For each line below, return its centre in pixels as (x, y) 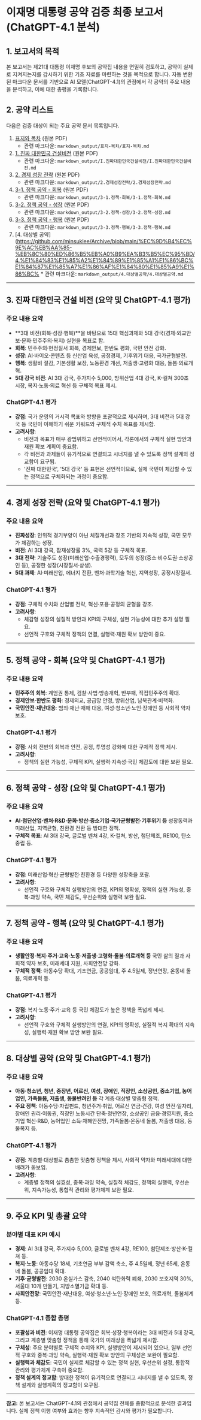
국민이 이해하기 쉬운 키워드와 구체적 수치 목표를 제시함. (92, 424)
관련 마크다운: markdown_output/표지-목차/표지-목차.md (86, 146)
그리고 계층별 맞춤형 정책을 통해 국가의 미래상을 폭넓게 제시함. (87, 1340)
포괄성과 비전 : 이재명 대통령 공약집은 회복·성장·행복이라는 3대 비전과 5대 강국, (105, 1332)
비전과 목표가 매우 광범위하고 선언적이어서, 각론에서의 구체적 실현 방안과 (108, 439)
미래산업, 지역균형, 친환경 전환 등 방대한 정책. (68, 828)
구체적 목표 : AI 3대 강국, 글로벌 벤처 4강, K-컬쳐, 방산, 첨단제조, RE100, (97, 836)
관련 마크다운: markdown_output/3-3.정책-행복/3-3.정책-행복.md (97, 227)
